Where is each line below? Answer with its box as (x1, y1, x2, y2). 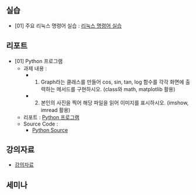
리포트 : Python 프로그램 (23, 113, 80, 121)
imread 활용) (40, 106, 71, 113)
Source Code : (23, 120, 59, 127)
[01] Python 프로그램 (14, 57, 63, 64)
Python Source (32, 126, 68, 133)
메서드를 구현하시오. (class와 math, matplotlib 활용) (56, 85, 176, 92)
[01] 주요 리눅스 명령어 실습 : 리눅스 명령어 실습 (14, 22, 122, 29)
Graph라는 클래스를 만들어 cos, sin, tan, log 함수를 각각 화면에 (40, 78, 184, 85)
